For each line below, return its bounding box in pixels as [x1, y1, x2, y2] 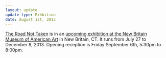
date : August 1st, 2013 [5, 17, 56, 22]
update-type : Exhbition [5, 12, 56, 17]
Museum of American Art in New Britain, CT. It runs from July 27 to [5, 36, 147, 42]
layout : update [5, 7, 38, 13]
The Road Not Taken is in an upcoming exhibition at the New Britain [5, 31, 147, 37]
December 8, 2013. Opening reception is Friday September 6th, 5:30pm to [5, 42, 161, 48]
